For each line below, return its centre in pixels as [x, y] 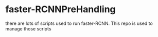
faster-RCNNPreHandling [60, 9]
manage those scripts [28, 28]
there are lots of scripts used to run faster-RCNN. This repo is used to [79, 23]
